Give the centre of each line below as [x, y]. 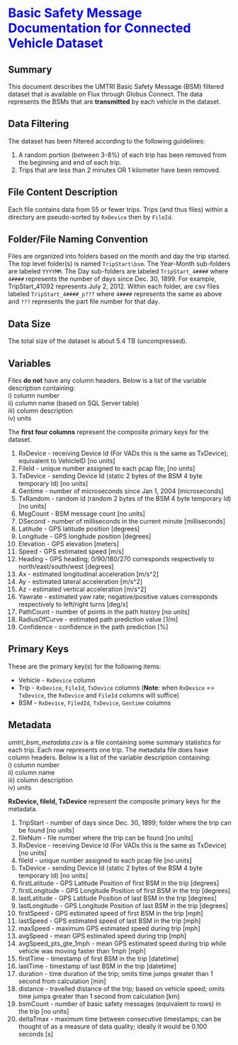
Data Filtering [39, 124]
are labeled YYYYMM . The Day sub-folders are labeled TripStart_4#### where [118, 271]
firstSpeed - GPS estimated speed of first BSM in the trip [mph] [111, 913]
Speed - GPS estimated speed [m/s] [71, 551]
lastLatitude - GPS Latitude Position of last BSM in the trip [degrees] [117, 898]
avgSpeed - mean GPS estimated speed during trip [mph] [102, 936]
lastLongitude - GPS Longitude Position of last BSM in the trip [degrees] [123, 905]
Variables [30, 363]
